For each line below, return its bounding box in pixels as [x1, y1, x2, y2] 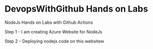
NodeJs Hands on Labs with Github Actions [4, 19, 93, 25]
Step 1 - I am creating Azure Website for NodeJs [4, 29, 103, 34]
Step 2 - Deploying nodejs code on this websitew [4, 38, 104, 44]
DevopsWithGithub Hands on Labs [4, 3, 148, 15]
